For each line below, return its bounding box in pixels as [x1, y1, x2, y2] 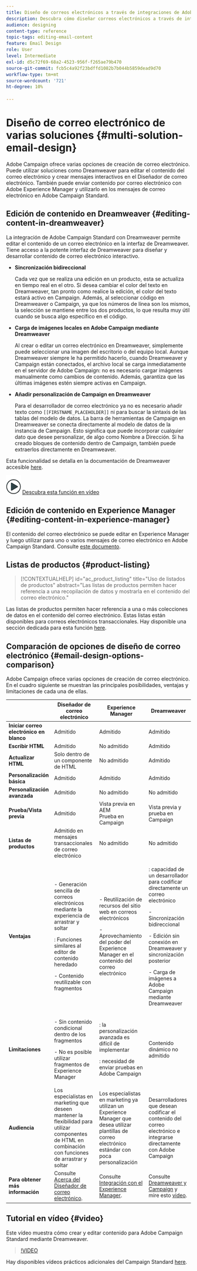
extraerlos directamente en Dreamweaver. [14, 446, 117, 453]
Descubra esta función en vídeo [22, 488, 100, 495]
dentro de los [54, 1030, 86, 1038]
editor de [54, 948, 76, 955]
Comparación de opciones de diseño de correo [6, 641, 181, 651]
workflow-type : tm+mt [6, 71, 59, 78]
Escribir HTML [8, 743, 45, 750]
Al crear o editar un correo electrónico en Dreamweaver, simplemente [14, 342, 184, 349]
